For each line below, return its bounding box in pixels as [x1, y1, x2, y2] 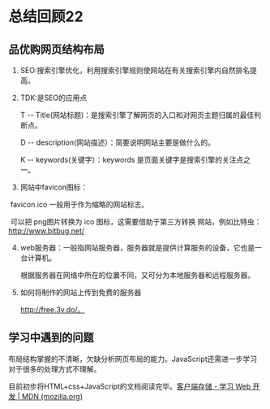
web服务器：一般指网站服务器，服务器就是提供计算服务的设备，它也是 [19, 243, 255, 252]
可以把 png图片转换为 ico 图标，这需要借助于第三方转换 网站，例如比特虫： [10, 217, 262, 226]
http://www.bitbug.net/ [8, 226, 85, 236]
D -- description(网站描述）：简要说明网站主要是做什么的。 [19, 137, 215, 147]
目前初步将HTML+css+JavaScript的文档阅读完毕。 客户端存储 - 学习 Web [8, 381, 251, 391]
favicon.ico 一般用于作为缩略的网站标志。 [10, 200, 149, 209]
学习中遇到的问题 [8, 331, 94, 345]
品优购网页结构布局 [8, 42, 105, 56]
